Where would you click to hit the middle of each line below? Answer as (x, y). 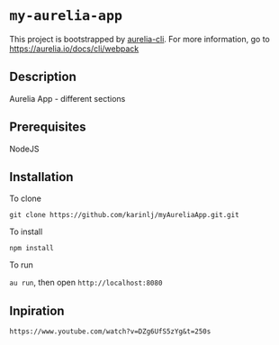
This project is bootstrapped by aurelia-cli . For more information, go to (139, 39)
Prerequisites (48, 127)
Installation (41, 177)
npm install (31, 249)
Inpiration (37, 310)
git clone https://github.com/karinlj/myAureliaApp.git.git (125, 215)
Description (43, 77)
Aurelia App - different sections (67, 98)
